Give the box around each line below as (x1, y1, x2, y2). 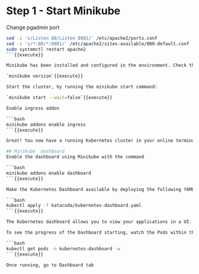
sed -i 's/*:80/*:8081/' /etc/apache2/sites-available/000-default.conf (6, 40, 190, 47)
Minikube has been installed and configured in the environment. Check (6, 62, 187, 69)
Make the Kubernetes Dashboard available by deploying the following (6, 186, 182, 192)
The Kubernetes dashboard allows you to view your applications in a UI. (6, 219, 192, 225)
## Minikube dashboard (6, 148, 65, 155)
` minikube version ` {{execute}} (6, 73, 84, 79)
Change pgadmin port (6, 24, 60, 31)
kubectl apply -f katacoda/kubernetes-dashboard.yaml (6, 203, 142, 209)
